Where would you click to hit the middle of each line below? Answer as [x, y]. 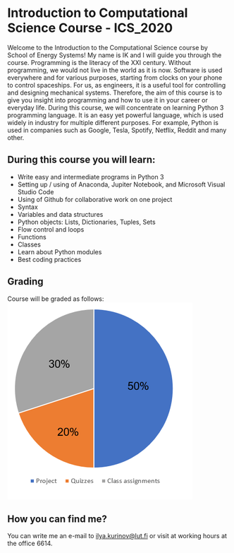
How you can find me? [57, 519]
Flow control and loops [51, 229]
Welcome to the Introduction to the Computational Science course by [107, 47]
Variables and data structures [60, 214]
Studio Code [36, 191]
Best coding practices [49, 259]
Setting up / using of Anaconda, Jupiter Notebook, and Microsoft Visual [121, 184]
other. [16, 137]
